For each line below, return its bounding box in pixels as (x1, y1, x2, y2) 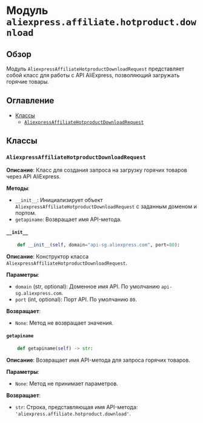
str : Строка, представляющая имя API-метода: (15, 403, 138, 410)
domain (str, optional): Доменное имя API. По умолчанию (15, 283, 161, 290)
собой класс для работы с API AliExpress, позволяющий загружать (6, 72, 180, 79)
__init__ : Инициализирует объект (15, 196, 103, 203)
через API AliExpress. (6, 172, 61, 180)
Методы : (6, 184, 30, 192)
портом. (15, 209, 36, 216)
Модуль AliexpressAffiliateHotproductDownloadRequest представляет (6, 65, 185, 72)
